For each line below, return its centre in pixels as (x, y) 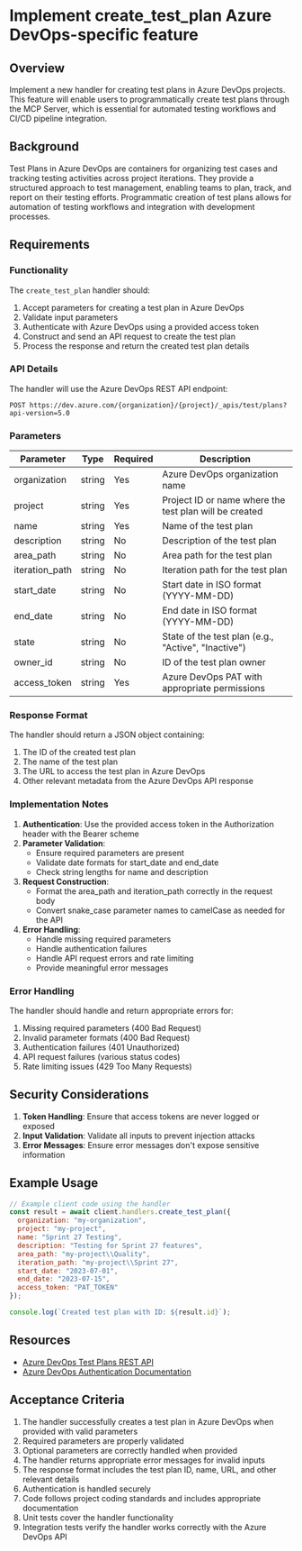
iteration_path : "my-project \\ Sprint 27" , (98, 1263)
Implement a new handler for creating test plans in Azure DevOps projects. (147, 90)
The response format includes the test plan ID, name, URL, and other (149, 1469)
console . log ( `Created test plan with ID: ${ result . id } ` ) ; (120, 1312)
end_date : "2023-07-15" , (64, 1279)
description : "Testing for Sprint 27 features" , (110, 1245)
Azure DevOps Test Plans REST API (88, 1362)
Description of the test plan (219, 541)
